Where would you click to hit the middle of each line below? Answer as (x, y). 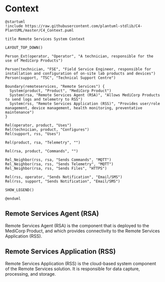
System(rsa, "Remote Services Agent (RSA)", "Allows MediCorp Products (85, 95)
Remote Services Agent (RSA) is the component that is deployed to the (77, 225)
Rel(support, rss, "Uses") (33, 134)
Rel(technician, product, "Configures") (47, 129)
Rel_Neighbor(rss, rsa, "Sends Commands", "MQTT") (58, 160)
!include (14, 26)
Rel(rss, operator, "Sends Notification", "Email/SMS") (64, 177)
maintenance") (20, 112)
